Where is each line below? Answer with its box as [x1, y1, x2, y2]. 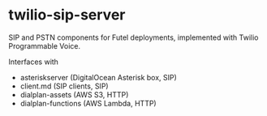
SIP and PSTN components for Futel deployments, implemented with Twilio [8, 32, 259, 42]
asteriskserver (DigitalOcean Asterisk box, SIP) [19, 72, 177, 82]
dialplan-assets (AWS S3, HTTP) [19, 89, 129, 99]
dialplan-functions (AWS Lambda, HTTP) [19, 98, 157, 108]
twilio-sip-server [8, 6, 126, 24]
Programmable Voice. [8, 41, 81, 50]
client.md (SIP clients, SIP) [19, 81, 109, 91]
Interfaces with [8, 57, 59, 67]
